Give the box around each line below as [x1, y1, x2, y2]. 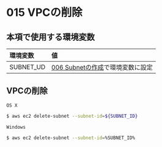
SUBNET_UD [9, 63, 46, 71]
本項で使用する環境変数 [6, 32, 95, 42]
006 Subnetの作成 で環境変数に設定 [51, 63, 153, 71]
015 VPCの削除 [6, 5, 83, 20]
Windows [6, 124, 26, 130]
